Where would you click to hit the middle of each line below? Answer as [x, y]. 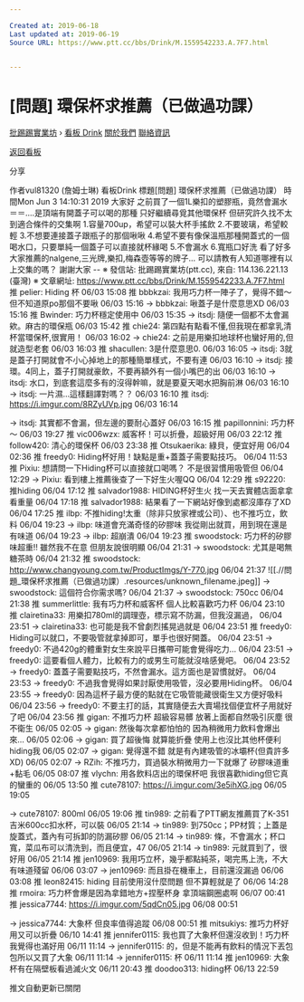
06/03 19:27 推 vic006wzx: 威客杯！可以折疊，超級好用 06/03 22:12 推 [151, 434]
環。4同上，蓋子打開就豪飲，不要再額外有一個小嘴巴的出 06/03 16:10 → [143, 371]
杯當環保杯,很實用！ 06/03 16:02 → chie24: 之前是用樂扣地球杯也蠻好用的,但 [152, 338]
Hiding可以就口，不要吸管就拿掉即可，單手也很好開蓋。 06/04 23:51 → [141, 638]
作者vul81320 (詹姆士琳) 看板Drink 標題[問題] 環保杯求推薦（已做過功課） [146, 190]
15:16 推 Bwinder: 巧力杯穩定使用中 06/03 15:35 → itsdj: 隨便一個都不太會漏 [149, 315]
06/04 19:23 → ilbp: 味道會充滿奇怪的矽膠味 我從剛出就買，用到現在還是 [153, 525]
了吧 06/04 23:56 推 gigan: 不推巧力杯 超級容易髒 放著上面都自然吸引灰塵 [146, 717]
